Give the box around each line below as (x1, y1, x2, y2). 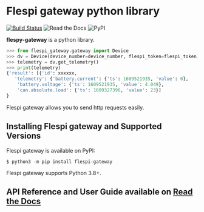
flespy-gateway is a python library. (6, 36, 95, 43)
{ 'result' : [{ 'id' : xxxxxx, (6, 70, 78, 76)
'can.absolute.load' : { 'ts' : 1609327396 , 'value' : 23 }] (17, 87, 162, 93)
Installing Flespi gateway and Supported (6, 121, 162, 131)
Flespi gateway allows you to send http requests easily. (6, 104, 144, 111)
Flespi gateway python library (6, 4, 160, 18)
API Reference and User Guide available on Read (6, 187, 193, 197)
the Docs (6, 196, 41, 207)
